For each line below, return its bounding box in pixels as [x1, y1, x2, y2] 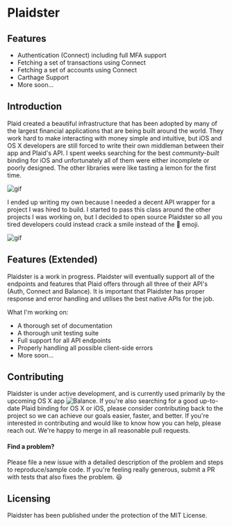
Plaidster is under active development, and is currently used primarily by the [7, 390, 226, 398]
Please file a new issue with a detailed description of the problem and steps [7, 458, 224, 466]
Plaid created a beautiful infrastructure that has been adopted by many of [7, 119, 217, 127]
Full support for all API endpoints [17, 336, 111, 344]
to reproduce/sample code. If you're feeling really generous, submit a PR [7, 465, 215, 474]
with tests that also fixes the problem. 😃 [7, 472, 123, 481]
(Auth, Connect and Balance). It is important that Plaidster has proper [7, 287, 205, 295]
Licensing [7, 493, 51, 505]
